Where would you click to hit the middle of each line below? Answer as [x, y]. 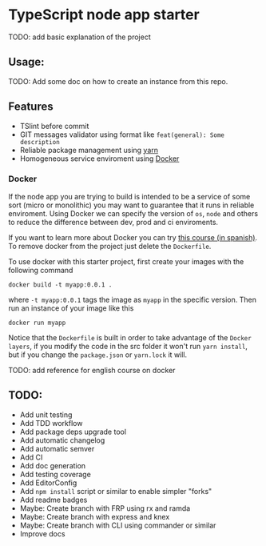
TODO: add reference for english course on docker [92, 370]
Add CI [31, 457]
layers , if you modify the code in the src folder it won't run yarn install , [128, 346]
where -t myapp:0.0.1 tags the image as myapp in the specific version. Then [133, 299]
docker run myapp [37, 323]
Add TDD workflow [51, 423]
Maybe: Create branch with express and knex [95, 516]
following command [41, 270]
